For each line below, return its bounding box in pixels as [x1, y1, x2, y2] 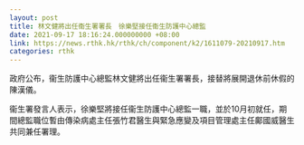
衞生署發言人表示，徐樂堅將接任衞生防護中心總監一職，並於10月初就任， [9, 103, 280, 114]
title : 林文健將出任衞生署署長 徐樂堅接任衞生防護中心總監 [9, 22, 206, 31]
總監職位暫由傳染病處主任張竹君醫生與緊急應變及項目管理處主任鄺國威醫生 [16, 115, 295, 126]
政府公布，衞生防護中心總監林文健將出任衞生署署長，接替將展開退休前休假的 [9, 73, 295, 84]
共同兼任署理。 [9, 126, 65, 137]
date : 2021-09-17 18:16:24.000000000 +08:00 [9, 30, 180, 39]
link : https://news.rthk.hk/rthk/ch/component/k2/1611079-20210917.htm [9, 38, 285, 48]
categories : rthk [9, 47, 75, 56]
